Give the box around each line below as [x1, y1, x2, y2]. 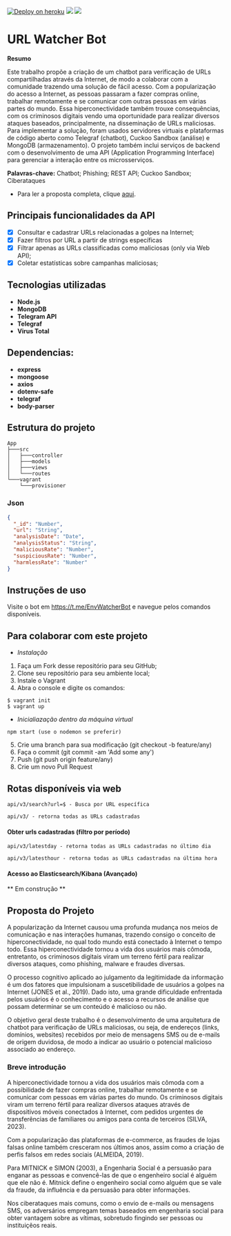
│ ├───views [7, 464, 48, 471]
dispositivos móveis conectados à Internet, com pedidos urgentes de [7, 1108, 203, 1116]
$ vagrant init [7, 697, 51, 704]
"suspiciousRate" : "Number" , [13, 552, 97, 559]
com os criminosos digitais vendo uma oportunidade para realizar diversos [7, 111, 220, 120]
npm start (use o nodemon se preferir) [7, 729, 122, 736]
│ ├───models [7, 458, 51, 465]
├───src [7, 446, 30, 453]
